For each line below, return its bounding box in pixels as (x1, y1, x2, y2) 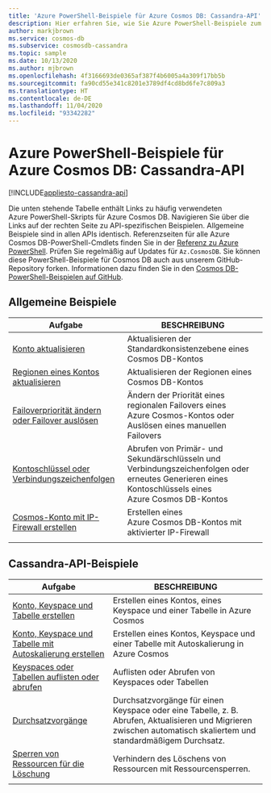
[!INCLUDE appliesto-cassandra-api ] (8, 187, 129, 198)
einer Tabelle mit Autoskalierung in (112, 638, 244, 649)
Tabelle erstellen (12, 610, 75, 621)
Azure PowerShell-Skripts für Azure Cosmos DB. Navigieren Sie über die (8, 211, 250, 222)
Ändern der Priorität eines (127, 389, 225, 400)
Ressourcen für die (12, 758, 85, 769)
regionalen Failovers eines (127, 399, 227, 411)
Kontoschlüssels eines (127, 483, 212, 495)
